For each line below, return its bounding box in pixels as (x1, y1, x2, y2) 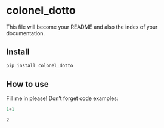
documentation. (6, 29, 45, 36)
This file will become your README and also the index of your (6, 23, 158, 30)
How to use (6, 79, 49, 89)
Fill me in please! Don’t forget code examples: (6, 95, 119, 102)
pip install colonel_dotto (6, 63, 73, 68)
